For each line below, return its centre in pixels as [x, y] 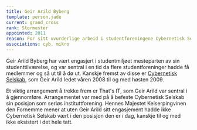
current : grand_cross [33, 22]
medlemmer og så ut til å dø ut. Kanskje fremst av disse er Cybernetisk [92, 73]
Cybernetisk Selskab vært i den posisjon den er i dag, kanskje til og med [94, 115]
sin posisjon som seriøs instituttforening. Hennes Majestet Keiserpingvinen [96, 103]
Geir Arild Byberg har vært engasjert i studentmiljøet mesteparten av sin [93, 61]
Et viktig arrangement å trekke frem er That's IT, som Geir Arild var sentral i [97, 91]
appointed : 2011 [26, 33]
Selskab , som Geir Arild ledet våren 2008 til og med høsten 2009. [85, 79]
